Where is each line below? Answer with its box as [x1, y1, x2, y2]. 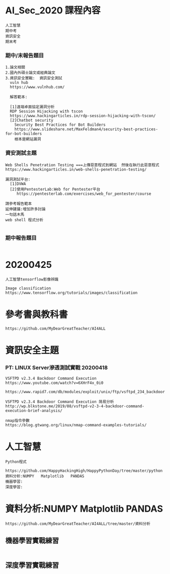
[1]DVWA [10, 181, 26, 187]
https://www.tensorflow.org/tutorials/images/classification [5, 290, 138, 295]
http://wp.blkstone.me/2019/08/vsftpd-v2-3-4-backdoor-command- [5, 404, 145, 409]
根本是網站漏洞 [14, 136, 41, 142]
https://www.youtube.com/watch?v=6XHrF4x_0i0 [5, 380, 103, 386]
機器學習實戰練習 [5, 536, 59, 545]
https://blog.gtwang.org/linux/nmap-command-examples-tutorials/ [5, 423, 147, 428]
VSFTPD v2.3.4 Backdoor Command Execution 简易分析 [5, 399, 115, 404]
